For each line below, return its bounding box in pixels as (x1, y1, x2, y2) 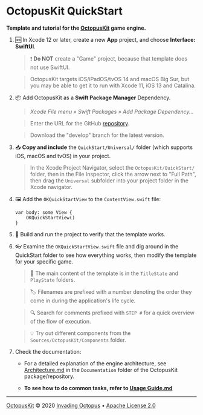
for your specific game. (14, 257, 74, 265)
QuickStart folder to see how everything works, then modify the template (14, 251, 197, 259)
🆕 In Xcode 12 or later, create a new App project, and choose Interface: (14, 36, 196, 43)
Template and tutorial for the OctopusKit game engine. (6, 24, 146, 32)
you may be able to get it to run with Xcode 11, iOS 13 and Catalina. (30, 82, 196, 89)
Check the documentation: (14, 348, 82, 355)
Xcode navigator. (30, 183, 72, 190)
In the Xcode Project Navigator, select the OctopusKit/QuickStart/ (30, 164, 195, 171)
